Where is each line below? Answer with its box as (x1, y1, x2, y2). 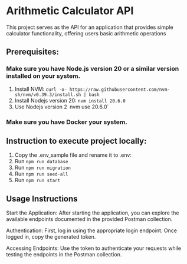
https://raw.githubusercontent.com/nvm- (69, 87, 170, 93)
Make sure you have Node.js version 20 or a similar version (6, 65, 179, 73)
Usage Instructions (6, 193, 78, 204)
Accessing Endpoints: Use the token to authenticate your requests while (6, 245, 182, 252)
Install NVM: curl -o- (14, 85, 67, 93)
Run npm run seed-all (14, 170, 68, 177)
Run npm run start (14, 177, 61, 184)
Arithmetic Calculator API (6, 4, 134, 18)
